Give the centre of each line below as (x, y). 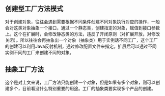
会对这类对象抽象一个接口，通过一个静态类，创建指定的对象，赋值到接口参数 (82, 28)
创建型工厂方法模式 (34, 9)
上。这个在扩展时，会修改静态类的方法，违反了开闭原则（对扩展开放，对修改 (82, 34)
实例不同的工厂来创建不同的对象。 (40, 52)
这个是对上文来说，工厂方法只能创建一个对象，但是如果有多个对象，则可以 (80, 82)
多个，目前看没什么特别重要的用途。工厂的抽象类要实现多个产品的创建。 (82, 88)
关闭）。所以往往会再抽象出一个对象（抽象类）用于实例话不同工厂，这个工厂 (82, 40)
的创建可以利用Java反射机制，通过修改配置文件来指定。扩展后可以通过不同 (81, 46)
